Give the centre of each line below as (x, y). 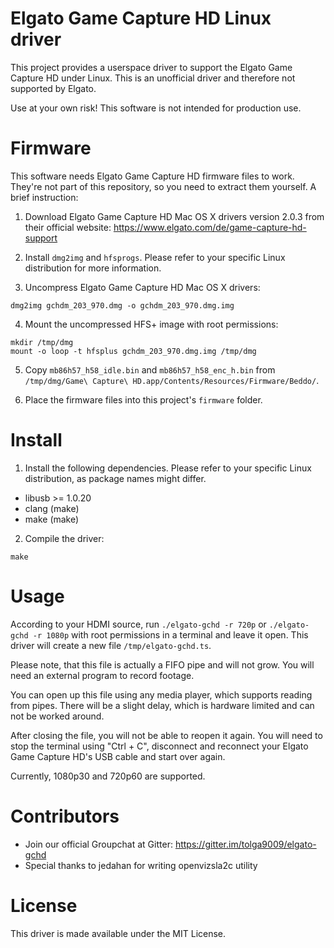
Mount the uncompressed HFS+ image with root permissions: (151, 324)
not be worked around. (57, 716)
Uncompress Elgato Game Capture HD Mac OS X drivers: (142, 287)
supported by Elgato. (53, 88)
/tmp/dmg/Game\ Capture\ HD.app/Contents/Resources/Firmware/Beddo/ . (172, 380)
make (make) (52, 519)
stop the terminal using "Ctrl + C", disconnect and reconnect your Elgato (159, 746)
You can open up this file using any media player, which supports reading (161, 694)
